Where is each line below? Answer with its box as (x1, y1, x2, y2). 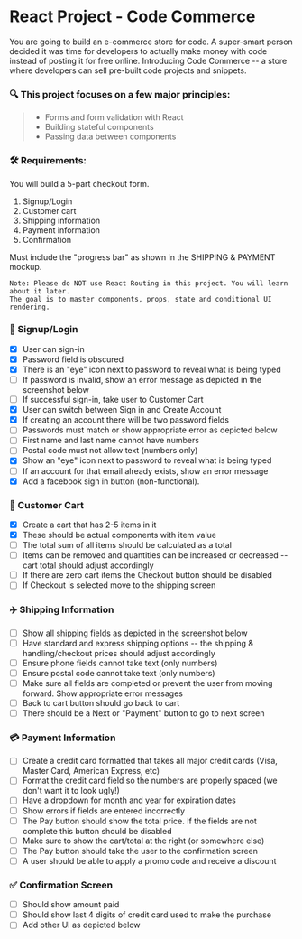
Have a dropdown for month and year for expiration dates (22, 795, 236, 805)
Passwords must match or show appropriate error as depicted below (22, 424, 278, 435)
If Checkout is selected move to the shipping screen (22, 580, 216, 590)
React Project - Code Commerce (9, 6, 256, 27)
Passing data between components (44, 131, 177, 142)
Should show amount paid (22, 899, 120, 910)
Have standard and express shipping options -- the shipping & (22, 637, 254, 648)
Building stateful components (44, 122, 155, 133)
